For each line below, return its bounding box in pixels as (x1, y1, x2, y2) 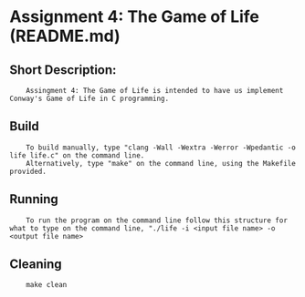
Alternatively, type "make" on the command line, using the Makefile (26, 159, 297, 168)
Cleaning (9, 257, 62, 272)
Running (9, 191, 59, 207)
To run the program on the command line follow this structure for (26, 216, 288, 225)
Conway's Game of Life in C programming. (9, 94, 170, 103)
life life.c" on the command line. (9, 150, 145, 160)
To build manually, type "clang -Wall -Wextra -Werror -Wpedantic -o (26, 143, 297, 152)
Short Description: (9, 62, 117, 77)
